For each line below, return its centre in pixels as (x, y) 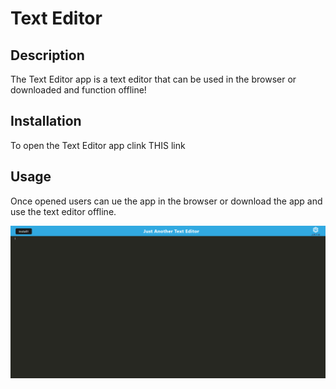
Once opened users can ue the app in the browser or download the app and (166, 201)
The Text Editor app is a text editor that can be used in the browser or (153, 79)
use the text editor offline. (63, 211)
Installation (46, 121)
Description (47, 55)
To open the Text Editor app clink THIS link (98, 145)
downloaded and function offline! (78, 90)
